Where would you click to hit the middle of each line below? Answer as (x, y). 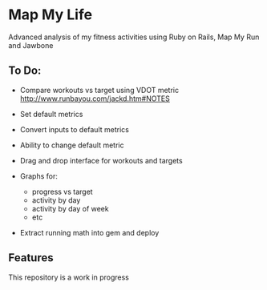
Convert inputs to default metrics (75, 129)
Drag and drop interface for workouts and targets (101, 160)
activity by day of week (71, 208)
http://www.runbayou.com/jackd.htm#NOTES (95, 99)
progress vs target (63, 191)
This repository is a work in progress (69, 277)
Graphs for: (39, 176)
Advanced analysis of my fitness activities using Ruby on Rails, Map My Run (134, 37)
